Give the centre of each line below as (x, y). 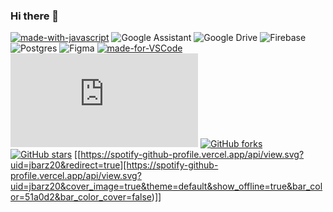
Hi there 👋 (35, 16)
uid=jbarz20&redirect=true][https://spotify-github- (114, 165)
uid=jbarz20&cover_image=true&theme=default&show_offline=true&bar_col (166, 186)
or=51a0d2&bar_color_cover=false (81, 197)
